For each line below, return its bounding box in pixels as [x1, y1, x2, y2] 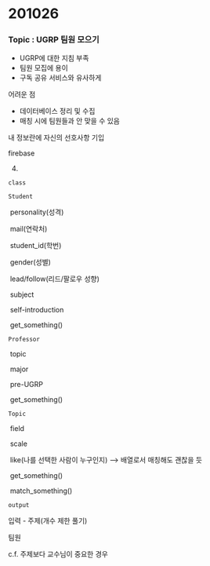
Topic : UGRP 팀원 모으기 [8, 35, 100, 46]
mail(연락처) [9, 225, 48, 234]
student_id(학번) [9, 241, 62, 250]
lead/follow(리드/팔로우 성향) [9, 274, 100, 283]
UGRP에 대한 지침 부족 [19, 53, 89, 63]
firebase [8, 148, 35, 158]
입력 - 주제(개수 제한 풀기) [8, 516, 88, 526]
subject [9, 290, 34, 299]
